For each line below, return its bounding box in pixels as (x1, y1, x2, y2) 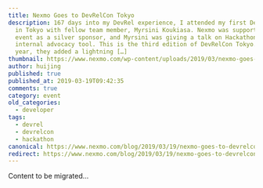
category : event (8, 92, 61, 99)
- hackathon (15, 135, 55, 143)
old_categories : (8, 99, 61, 107)
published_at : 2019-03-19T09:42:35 (8, 77, 124, 85)
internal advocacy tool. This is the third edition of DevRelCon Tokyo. (15, 41, 258, 49)
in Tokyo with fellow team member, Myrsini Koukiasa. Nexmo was (15, 26, 229, 34)
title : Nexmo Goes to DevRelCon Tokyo (8, 11, 135, 20)
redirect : (8, 150, 41, 157)
